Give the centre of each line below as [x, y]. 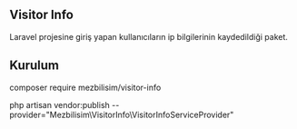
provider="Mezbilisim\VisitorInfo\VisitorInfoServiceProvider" [122, 114]
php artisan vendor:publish [60, 104]
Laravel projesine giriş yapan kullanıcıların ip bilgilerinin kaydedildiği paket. [149, 36]
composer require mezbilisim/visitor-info [85, 87]
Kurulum [35, 66]
